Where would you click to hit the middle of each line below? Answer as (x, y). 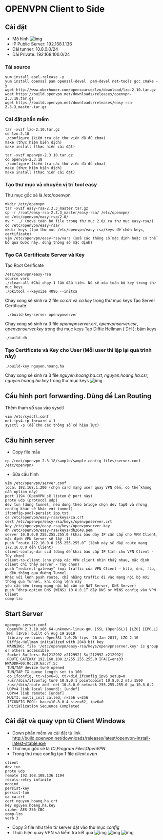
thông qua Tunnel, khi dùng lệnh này (43, 582)
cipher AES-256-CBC (25, 810)
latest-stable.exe (29, 743)
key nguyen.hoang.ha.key (30, 805)
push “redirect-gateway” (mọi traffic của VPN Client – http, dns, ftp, (81, 569)
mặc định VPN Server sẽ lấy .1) (38, 539)
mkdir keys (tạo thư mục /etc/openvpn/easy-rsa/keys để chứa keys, (75, 230)
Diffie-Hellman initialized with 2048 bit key (55, 642)
